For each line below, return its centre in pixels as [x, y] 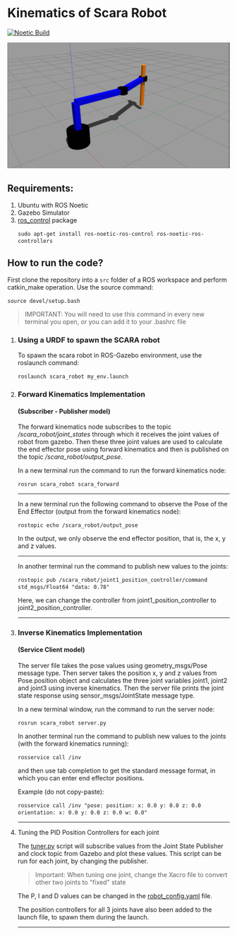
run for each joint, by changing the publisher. [83, 861]
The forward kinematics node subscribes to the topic [94, 427]
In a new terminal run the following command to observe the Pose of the [122, 504]
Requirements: [41, 188]
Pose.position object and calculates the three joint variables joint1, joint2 [122, 680]
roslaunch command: [48, 363]
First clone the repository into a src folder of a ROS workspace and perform [117, 280]
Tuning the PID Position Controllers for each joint [89, 832]
